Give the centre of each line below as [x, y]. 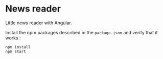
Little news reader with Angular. [39, 23]
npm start [16, 51]
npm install [18, 47]
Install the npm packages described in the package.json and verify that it [81, 32]
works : [13, 38]
